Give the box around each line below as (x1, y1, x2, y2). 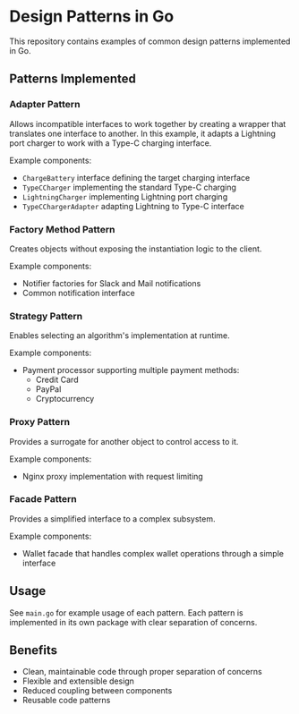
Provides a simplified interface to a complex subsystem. (9, 513, 216, 524)
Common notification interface (21, 287, 136, 298)
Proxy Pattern (9, 416, 71, 429)
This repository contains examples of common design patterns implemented (9, 36, 291, 47)
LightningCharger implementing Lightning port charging (21, 191, 228, 202)
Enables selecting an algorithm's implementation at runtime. (9, 330, 230, 341)
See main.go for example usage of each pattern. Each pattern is (9, 607, 243, 618)
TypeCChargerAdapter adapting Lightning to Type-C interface (21, 200, 244, 211)
